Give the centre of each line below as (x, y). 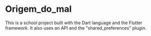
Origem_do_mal (38, 9)
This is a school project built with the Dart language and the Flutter (74, 23)
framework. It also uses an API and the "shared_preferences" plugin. (76, 28)
